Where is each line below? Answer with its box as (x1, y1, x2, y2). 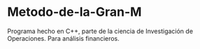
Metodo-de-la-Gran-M (7, 4, 142, 20)
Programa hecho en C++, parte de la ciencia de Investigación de (7, 27, 194, 35)
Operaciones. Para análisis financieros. (7, 34, 120, 42)
